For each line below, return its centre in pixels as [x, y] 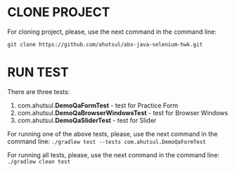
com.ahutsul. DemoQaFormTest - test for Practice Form [98, 105]
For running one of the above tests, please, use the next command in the [113, 133]
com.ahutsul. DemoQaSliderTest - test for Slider [87, 120]
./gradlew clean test [39, 161]
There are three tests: [39, 91]
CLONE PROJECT [59, 12]
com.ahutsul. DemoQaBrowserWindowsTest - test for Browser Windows [123, 112]
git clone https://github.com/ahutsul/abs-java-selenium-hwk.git [105, 44]
